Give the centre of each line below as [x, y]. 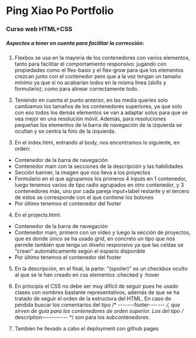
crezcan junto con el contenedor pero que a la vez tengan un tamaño [98, 77]
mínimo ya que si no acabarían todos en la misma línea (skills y [90, 82]
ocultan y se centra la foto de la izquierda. [65, 131]
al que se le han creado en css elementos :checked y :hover [87, 275]
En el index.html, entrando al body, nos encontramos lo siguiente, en [97, 143]
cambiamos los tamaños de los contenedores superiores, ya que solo [98, 106]
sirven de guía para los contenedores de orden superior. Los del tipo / [99, 311]
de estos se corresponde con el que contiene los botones [84, 198]
